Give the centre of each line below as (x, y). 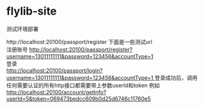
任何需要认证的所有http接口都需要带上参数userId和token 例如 (83, 85)
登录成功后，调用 (176, 77)
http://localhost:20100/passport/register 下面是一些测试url (79, 41)
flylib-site (31, 11)
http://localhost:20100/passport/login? (55, 70)
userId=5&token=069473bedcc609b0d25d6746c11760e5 (79, 98)
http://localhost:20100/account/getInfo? (56, 92)
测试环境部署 (22, 29)
